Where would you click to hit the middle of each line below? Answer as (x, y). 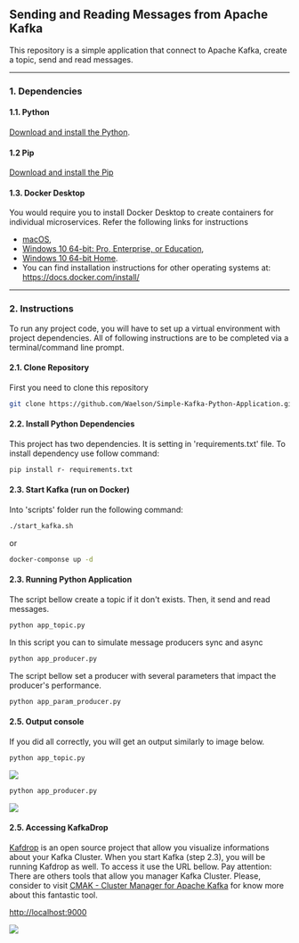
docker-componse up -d (51, 559)
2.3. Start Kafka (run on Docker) (70, 490)
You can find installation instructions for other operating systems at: (146, 268)
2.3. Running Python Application (71, 580)
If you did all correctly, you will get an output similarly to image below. (137, 741)
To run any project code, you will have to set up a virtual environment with (145, 328)
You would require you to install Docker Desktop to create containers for (141, 212)
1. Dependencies (46, 91)
